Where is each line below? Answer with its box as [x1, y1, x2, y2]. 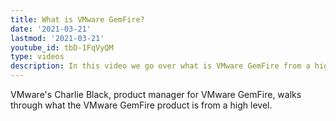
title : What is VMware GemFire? [10, 14, 145, 25]
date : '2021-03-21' [10, 24, 92, 34]
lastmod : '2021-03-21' [10, 33, 105, 43]
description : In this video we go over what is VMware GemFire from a [10, 61, 311, 71]
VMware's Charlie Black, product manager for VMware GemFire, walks [10, 89, 302, 100]
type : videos [10, 52, 65, 62]
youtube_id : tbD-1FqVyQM [10, 42, 114, 53]
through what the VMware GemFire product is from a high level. [10, 99, 273, 111]
